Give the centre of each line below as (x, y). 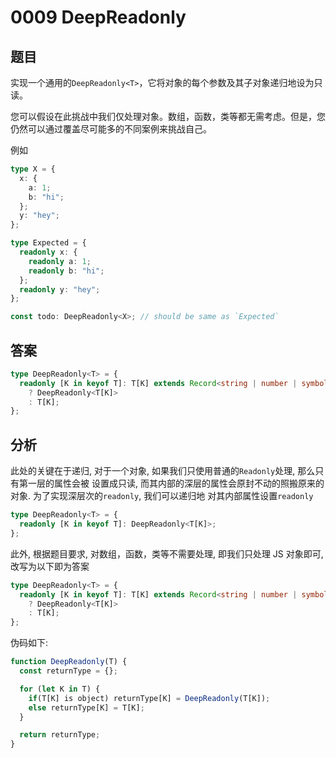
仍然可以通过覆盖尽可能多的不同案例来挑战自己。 (111, 129)
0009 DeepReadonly (98, 17)
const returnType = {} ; (68, 671)
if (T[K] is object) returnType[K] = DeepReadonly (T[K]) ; (149, 698)
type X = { (33, 169)
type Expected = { (48, 243)
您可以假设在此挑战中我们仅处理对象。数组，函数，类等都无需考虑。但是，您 (168, 116)
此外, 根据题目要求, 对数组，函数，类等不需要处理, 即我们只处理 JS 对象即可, (167, 553)
